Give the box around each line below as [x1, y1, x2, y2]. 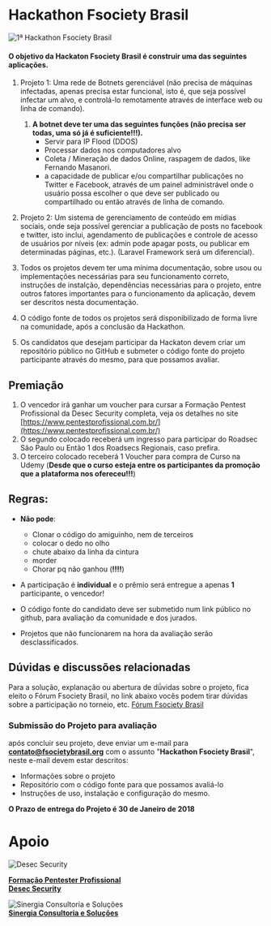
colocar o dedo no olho [32, 538, 111, 548]
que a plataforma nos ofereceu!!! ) [19, 468, 136, 478]
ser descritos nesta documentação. [19, 298, 139, 308]
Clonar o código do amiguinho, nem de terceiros [32, 529, 194, 539]
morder [32, 555, 57, 565]
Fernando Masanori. [44, 162, 112, 172]
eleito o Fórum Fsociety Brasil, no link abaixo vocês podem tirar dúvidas [8, 691, 248, 700]
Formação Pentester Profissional [8, 875, 121, 885]
